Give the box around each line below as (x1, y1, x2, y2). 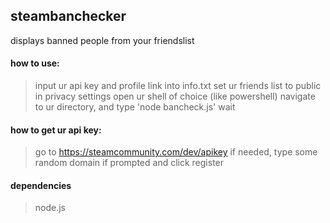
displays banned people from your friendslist (10, 34, 195, 46)
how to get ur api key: (10, 124, 102, 136)
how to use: (10, 57, 60, 69)
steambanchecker (10, 8, 127, 25)
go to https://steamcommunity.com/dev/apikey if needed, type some (34, 146, 318, 158)
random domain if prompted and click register (34, 157, 225, 169)
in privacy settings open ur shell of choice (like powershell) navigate (34, 90, 316, 103)
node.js (34, 202, 67, 214)
